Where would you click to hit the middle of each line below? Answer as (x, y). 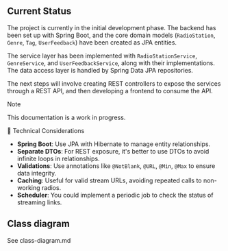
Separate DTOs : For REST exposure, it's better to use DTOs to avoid (113, 151)
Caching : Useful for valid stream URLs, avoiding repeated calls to (109, 180)
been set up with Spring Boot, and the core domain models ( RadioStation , (111, 35)
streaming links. (39, 202)
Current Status (39, 11)
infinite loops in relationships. (59, 158)
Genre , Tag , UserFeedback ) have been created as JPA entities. (92, 42)
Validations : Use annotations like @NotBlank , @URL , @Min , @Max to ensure (116, 166)
